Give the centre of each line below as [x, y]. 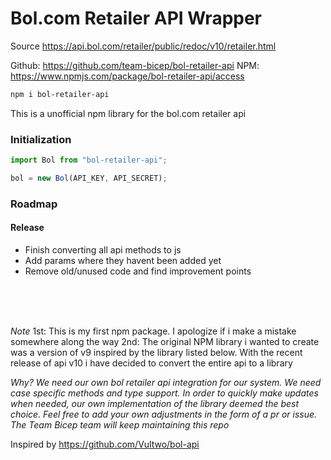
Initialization [41, 139]
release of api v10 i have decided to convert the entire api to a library [151, 363]
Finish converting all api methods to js [103, 249]
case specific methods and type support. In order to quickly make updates [164, 393]
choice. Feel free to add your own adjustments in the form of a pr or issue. [164, 414]
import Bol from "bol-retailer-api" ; [89, 160]
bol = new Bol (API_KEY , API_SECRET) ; [89, 178]
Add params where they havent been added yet [123, 260]
